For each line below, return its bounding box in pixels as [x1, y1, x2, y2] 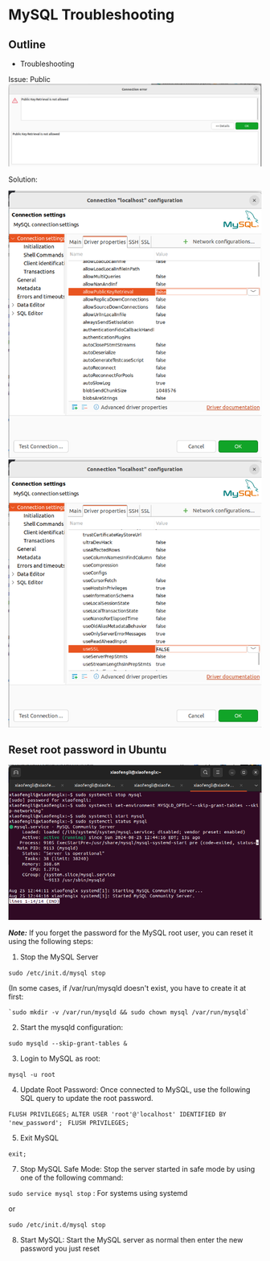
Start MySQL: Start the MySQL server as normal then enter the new [19, 1234, 243, 1244]
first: [8, 992, 24, 1001]
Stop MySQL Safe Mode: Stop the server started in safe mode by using [19, 1164, 256, 1173]
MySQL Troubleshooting [8, 6, 175, 24]
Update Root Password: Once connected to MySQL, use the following [19, 1084, 251, 1095]
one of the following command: [19, 1173, 124, 1182]
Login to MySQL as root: [19, 1054, 100, 1063]
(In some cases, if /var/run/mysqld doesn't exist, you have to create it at [8, 983, 247, 992]
